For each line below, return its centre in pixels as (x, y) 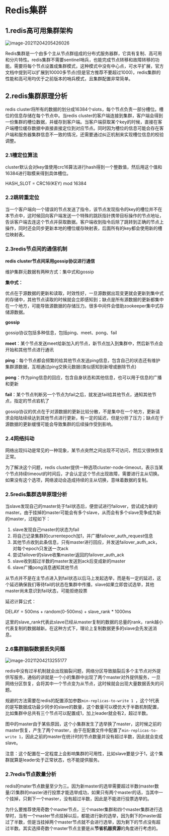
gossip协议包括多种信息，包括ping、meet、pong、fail (61, 332)
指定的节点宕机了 (31, 401)
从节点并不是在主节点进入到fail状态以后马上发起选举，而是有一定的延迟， (81, 578)
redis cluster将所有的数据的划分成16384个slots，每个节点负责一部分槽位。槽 (84, 109)
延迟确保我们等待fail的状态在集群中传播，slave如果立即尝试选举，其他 (82, 585)
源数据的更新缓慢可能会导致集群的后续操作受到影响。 (60, 424)
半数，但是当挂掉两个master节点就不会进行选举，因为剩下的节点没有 (85, 822)
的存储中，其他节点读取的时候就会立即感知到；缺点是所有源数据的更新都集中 (84, 299)
